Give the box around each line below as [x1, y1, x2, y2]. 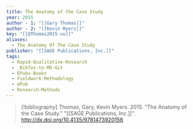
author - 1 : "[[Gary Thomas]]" [6, 20, 85, 26]
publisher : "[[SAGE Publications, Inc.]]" [6, 48, 114, 54]
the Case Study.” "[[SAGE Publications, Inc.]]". [20, 109, 136, 117]
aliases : [6, 37, 28, 43]
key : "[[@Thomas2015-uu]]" [6, 31, 74, 37]
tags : [6, 53, 20, 59]
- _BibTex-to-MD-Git [11, 64, 63, 71]
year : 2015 [6, 14, 34, 20]
